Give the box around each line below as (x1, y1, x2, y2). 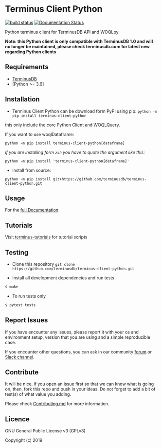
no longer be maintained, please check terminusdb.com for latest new (5, 43, 150, 49)
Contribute (5, 368, 39, 376)
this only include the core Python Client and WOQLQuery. (5, 122, 120, 128)
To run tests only (12, 293, 46, 299)
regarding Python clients (5, 49, 56, 55)
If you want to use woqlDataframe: (5, 131, 74, 137)
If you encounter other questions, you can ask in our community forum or (5, 349, 152, 354)
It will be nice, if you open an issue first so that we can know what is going (5, 381, 154, 387)
